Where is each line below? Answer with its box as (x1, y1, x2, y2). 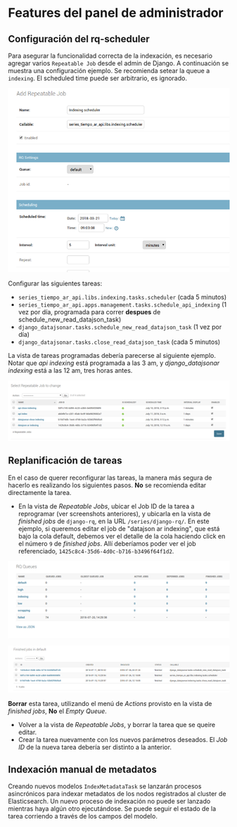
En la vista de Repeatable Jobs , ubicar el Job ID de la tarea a (18, 501, 195, 511)
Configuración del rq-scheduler (8, 33, 150, 45)
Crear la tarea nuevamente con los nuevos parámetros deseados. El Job (18, 736, 228, 744)
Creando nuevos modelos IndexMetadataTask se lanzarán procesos (8, 782, 202, 790)
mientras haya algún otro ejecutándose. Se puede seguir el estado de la (8, 804, 217, 813)
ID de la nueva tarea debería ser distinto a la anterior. (18, 743, 172, 752)
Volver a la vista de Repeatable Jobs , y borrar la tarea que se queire (18, 721, 216, 729)
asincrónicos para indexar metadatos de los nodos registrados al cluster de (8, 789, 226, 797)
